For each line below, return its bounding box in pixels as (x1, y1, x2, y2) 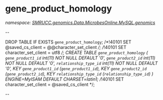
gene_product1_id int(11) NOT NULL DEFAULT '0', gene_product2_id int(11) (5, 54, 156, 60)
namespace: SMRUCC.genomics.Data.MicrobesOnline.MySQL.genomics (5, 19, 155, 25)
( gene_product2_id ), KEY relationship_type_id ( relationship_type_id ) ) (5, 70, 153, 76)
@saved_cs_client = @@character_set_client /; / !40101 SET (5, 44, 126, 50)
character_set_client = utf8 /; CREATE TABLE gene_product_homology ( (5, 49, 148, 55)
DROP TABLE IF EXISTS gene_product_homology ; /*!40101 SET (5, 38, 131, 45)
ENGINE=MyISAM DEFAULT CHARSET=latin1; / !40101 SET (5, 76, 124, 82)
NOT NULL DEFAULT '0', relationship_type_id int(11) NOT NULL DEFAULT (5, 60, 158, 66)
